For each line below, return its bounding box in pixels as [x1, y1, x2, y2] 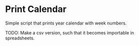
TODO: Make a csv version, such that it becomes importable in [5, 29, 134, 35]
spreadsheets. [5, 35, 35, 41]
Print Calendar [5, 3, 66, 15]
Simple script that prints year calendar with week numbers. [5, 20, 127, 26]
